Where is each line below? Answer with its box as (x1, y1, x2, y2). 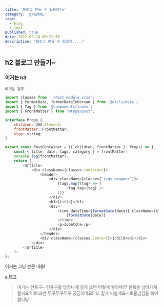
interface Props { (5, 118, 42, 122)
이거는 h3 (5, 74, 27, 81)
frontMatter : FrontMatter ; (14, 127, 69, 132)
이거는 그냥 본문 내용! (5, 263, 45, 269)
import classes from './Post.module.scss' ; (5, 95, 95, 100)
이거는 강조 (5, 87, 24, 92)
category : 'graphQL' (5, 12, 47, 17)
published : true (5, 30, 38, 35)
